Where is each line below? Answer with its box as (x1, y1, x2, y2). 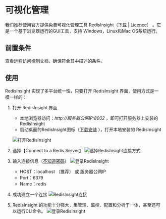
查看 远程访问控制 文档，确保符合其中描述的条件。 (5, 58, 105, 64)
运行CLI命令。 (16, 208, 46, 214)
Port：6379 (19, 175, 44, 180)
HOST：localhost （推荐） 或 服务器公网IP (19, 169, 106, 175)
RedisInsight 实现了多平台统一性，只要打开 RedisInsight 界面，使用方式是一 (5, 88, 159, 94)
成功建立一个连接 (12, 191, 48, 197)
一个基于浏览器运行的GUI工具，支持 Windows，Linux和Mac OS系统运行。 (9, 28, 160, 34)
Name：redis (19, 181, 47, 187)
